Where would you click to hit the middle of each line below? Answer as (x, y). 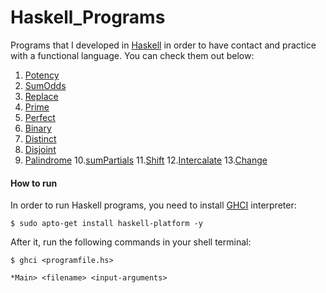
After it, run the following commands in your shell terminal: (131, 242)
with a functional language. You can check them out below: (132, 55)
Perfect (40, 117)
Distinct (40, 138)
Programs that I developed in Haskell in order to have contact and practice (163, 45)
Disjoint (40, 149)
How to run (34, 183)
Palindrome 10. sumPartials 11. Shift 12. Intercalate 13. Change (146, 160)
